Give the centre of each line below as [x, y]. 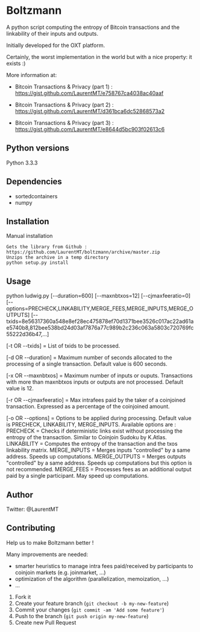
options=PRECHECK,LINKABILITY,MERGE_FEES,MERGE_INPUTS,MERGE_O [100, 308]
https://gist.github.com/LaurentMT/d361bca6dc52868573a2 [90, 111]
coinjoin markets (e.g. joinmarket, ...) [61, 572]
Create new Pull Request [45, 622]
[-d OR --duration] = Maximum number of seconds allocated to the [89, 358]
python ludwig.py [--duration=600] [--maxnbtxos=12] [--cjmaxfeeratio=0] [98, 296]
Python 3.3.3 [22, 163]
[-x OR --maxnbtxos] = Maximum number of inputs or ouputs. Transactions [99, 376]
